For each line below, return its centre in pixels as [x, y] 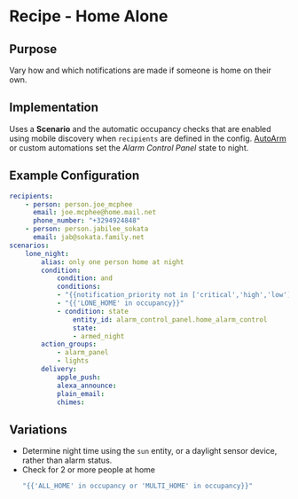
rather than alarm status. [67, 460]
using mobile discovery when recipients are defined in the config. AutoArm [148, 138]
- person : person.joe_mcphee [79, 204]
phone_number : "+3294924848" [86, 221]
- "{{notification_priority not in [122, 295]
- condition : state [92, 311]
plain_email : [80, 394]
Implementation [54, 108]
